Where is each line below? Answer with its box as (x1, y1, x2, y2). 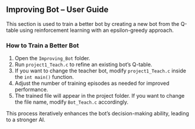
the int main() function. (14, 74, 74, 81)
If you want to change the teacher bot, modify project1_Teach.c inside (14, 67, 186, 74)
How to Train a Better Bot (6, 41, 79, 49)
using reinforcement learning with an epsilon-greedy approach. (19, 27, 174, 34)
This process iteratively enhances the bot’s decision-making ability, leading (6, 110, 189, 117)
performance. (14, 86, 48, 93)
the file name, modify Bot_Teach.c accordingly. (14, 98, 129, 105)
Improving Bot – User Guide (6, 5, 109, 15)
